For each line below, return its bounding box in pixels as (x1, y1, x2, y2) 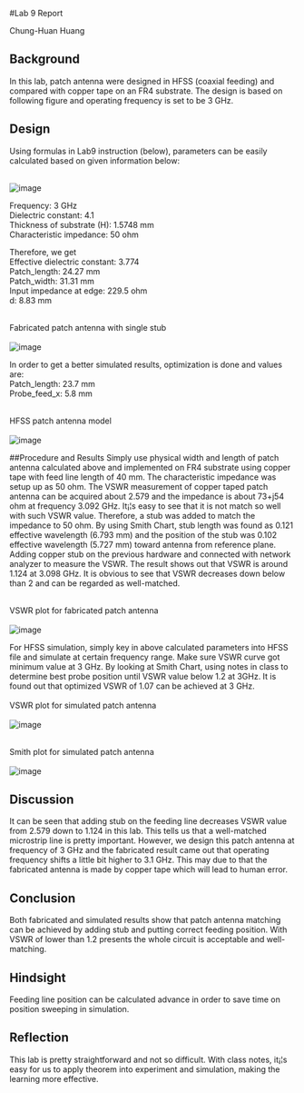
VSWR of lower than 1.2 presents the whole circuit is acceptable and (9, 934, 265, 945)
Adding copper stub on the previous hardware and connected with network (9, 549, 291, 560)
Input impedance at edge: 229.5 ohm (9, 285, 148, 296)
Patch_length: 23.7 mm (9, 378, 95, 389)
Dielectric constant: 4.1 (9, 209, 94, 221)
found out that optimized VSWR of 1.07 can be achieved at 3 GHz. (9, 681, 256, 691)
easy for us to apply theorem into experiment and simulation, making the (9, 1063, 280, 1075)
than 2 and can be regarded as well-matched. (9, 577, 181, 589)
